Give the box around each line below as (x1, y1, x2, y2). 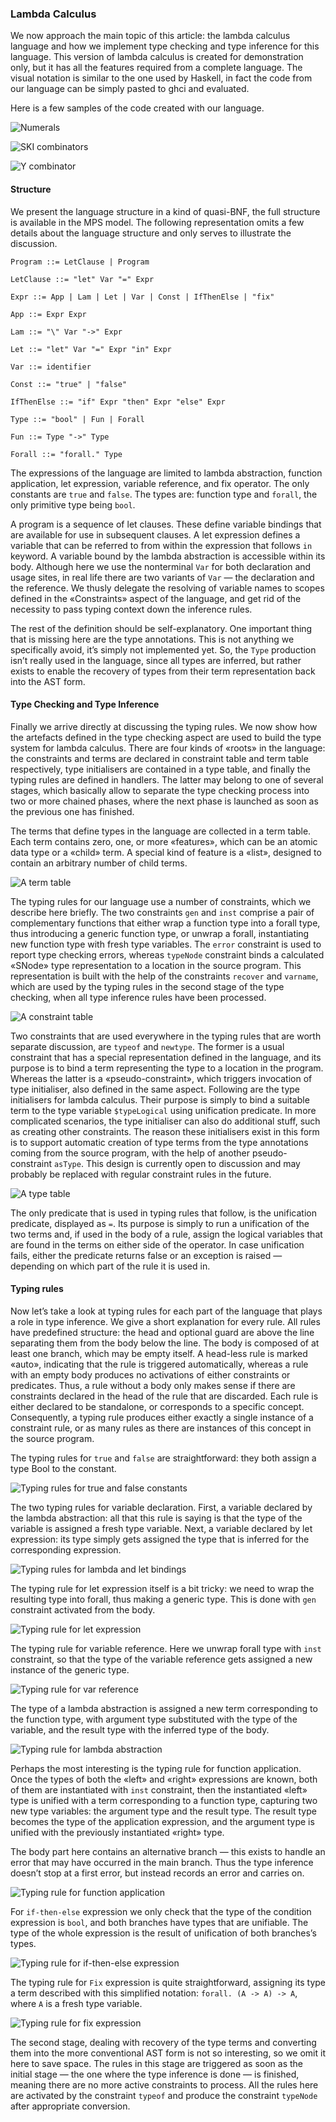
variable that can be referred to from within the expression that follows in (10, 539, 313, 551)
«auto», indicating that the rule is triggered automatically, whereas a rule (10, 1358, 309, 1370)
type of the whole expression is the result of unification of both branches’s (10, 1927, 317, 1939)
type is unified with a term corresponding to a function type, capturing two (10, 1794, 318, 1806)
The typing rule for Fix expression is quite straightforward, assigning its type (10, 1976, 327, 1988)
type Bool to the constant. (10, 1462, 117, 1474)
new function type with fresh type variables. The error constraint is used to (10, 938, 322, 950)
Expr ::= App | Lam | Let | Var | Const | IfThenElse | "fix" (10, 292, 275, 302)
